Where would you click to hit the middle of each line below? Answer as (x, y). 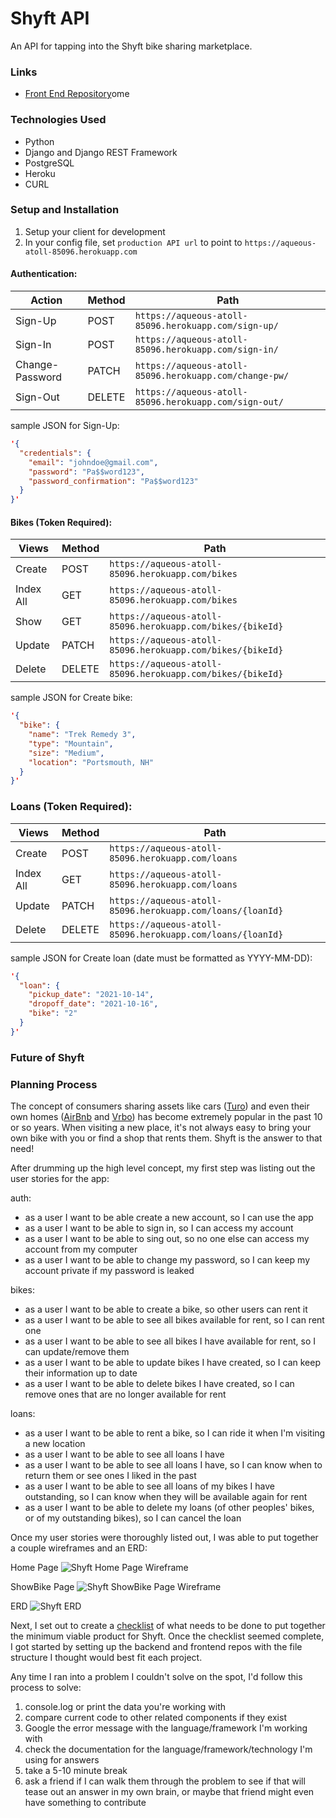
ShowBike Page (42, 1586)
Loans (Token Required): (71, 807)
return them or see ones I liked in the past (110, 1475)
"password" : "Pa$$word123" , (86, 472)
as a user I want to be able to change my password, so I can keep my (167, 1260)
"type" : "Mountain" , (71, 743)
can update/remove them (77, 1351)
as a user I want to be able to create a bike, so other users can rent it (166, 1309)
